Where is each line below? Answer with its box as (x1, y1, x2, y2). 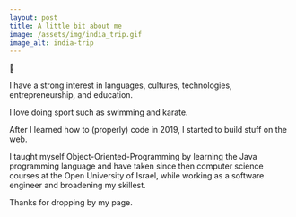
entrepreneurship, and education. (9, 90, 133, 100)
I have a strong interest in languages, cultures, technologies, (9, 80, 232, 91)
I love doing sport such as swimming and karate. (9, 107, 188, 117)
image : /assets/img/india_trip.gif (9, 30, 143, 39)
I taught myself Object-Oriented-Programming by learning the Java (9, 152, 257, 162)
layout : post (9, 13, 58, 22)
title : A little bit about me (9, 22, 123, 30)
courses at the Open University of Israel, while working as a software (9, 170, 265, 181)
